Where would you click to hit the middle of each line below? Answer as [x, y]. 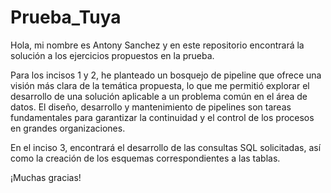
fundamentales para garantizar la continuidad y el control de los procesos [162, 117]
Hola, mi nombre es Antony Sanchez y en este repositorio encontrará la [157, 45]
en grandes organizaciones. [68, 128]
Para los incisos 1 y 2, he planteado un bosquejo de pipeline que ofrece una [166, 75]
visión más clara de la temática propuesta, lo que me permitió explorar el [160, 85]
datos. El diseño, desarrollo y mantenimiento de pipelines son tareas [151, 107]
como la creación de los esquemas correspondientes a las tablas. [145, 158]
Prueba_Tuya [66, 17]
